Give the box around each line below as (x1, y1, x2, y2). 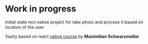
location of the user (5, 24, 44, 30)
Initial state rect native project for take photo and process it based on (5, 19, 144, 25)
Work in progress (5, 3, 76, 14)
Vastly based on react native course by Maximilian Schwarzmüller (5, 33, 140, 39)
